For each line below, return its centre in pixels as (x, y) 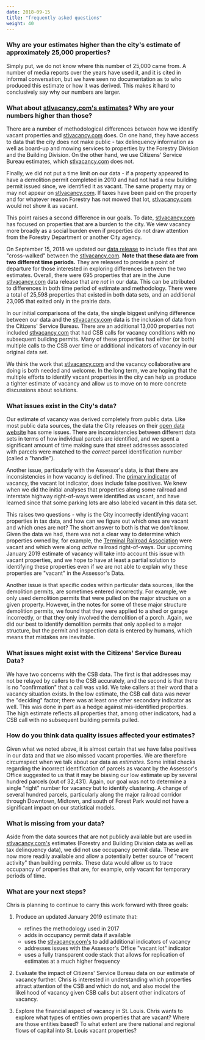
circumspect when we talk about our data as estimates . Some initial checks (101, 762)
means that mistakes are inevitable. (51, 637)
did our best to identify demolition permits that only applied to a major (94, 624)
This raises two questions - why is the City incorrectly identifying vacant (97, 515)
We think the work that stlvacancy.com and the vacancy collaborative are (99, 364)
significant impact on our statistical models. (61, 807)
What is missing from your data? (56, 823)
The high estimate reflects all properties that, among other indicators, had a (101, 713)
